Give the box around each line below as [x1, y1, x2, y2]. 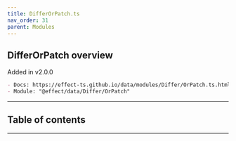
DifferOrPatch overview [7, 49, 114, 61]
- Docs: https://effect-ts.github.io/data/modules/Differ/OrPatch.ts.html [7, 81, 231, 88]
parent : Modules [7, 23, 55, 30]
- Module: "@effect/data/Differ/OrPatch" [7, 88, 131, 95]
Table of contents [7, 114, 86, 126]
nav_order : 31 [7, 17, 49, 24]
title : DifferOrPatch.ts [7, 10, 80, 18]
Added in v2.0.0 [7, 68, 54, 76]
